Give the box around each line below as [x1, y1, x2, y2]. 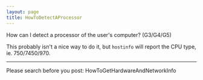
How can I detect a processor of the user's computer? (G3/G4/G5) [6, 31, 172, 38]
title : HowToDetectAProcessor [6, 15, 83, 21]
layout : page [6, 8, 39, 15]
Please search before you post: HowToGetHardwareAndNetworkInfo [6, 67, 176, 74]
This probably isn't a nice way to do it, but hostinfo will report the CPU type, [6, 43, 196, 50]
